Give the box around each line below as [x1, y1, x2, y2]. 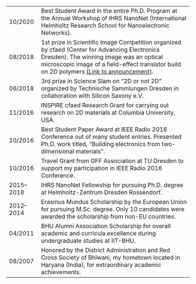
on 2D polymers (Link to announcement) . [40, 67, 154, 76]
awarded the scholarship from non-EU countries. [40, 213, 176, 220]
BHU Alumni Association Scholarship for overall [40, 222, 171, 230]
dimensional [40, 148, 75, 155]
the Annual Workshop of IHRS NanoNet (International [40, 14, 187, 22]
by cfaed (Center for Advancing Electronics [40, 46, 160, 53]
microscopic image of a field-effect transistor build [40, 60, 181, 68]
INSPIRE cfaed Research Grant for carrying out [40, 101, 169, 109]
